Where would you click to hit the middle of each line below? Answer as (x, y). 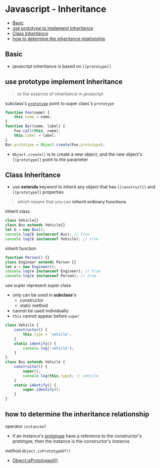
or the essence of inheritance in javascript (60, 94)
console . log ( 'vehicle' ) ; (49, 348)
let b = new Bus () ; (25, 230)
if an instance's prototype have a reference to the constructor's (77, 436)
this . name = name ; (33, 117)
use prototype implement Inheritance (64, 82)
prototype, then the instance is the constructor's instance (71, 441)
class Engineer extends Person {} (41, 262)
